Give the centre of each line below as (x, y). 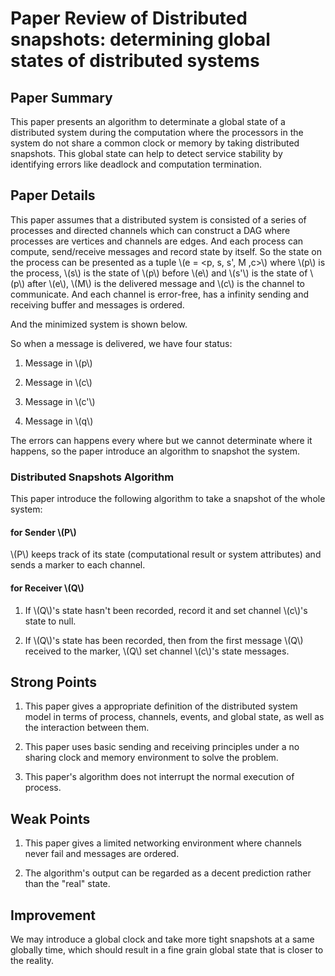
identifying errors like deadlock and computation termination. (136, 164)
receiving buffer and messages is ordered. (97, 304)
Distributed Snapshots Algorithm (92, 477)
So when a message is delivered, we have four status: (121, 343)
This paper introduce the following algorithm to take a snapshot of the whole (168, 499)
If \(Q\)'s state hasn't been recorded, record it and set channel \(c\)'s (166, 610)
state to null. (50, 621)
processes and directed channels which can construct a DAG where (150, 230)
